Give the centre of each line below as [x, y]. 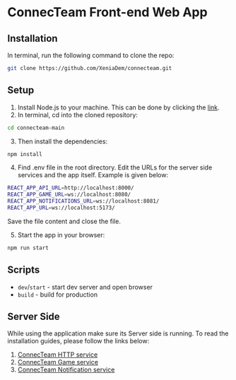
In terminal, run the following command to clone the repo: [91, 55]
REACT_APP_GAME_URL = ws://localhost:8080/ [69, 195]
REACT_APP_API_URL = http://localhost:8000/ [71, 188]
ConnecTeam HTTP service [58, 355]
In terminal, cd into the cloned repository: [77, 114]
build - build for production [57, 295]
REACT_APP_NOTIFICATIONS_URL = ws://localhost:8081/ [83, 201]
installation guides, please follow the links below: [78, 341]
